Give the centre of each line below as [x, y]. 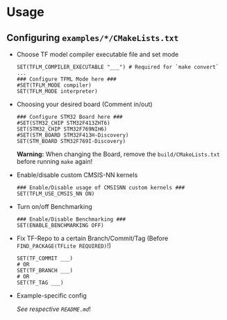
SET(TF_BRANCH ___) [45, 271]
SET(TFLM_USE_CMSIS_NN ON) [56, 194]
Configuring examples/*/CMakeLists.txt [93, 38]
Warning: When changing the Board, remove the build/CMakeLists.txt [118, 154]
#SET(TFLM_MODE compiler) [54, 85]
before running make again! [54, 161]
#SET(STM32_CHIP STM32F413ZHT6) [63, 123]
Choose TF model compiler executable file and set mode [98, 54]
